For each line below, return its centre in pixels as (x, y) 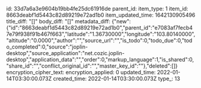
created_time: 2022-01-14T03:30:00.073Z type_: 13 (117, 78)
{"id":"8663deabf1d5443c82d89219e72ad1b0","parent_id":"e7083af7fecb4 (100, 28)
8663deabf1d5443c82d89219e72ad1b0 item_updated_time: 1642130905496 (101, 15)
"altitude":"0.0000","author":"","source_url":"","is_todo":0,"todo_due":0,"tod (99, 40)
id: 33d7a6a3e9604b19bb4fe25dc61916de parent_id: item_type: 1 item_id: (97, 9)
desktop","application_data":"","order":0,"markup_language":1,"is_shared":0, (100, 60)
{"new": (121, 21)
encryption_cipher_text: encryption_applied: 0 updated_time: (81, 72)
